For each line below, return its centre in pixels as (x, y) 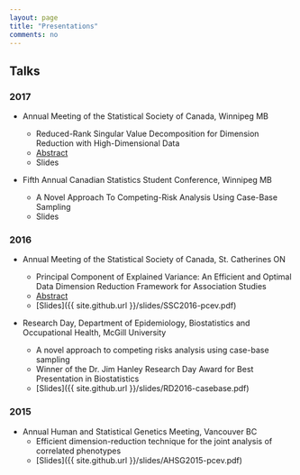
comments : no (34, 34)
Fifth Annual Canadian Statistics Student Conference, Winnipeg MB (147, 180)
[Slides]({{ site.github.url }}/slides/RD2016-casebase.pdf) (142, 388)
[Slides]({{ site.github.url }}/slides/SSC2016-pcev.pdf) (136, 306)
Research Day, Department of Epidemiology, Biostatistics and (136, 323)
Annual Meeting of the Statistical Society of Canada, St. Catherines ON (154, 260)
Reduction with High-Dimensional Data (108, 143)
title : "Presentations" (54, 26)
